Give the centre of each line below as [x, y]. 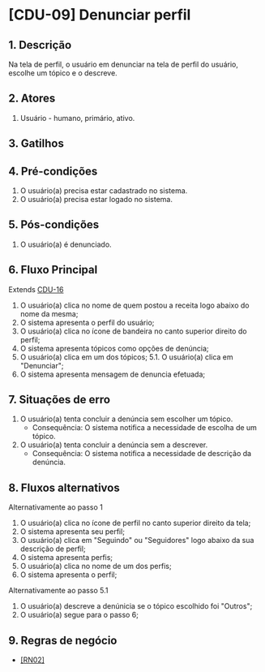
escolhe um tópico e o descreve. [63, 73]
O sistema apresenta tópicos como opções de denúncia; [114, 348]
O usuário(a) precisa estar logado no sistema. [96, 200]
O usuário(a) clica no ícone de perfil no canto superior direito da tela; [135, 523]
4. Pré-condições [53, 171]
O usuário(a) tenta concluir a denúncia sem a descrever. [114, 445]
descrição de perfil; [53, 549]
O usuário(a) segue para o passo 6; [79, 615]
